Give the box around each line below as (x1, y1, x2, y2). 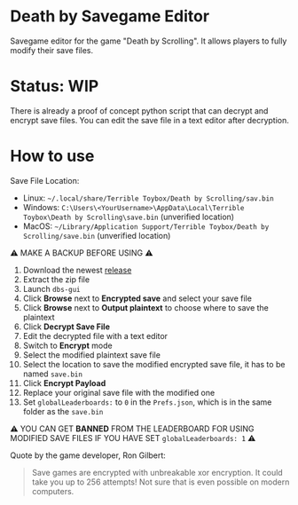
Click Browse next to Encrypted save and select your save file (22, 293, 252, 304)
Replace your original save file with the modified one (22, 387, 216, 398)
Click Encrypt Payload (22, 377, 106, 388)
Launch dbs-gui (22, 283, 81, 294)
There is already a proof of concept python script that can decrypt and (10, 105, 269, 116)
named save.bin (22, 368, 83, 379)
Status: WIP (10, 76, 99, 97)
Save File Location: (10, 175, 80, 185)
